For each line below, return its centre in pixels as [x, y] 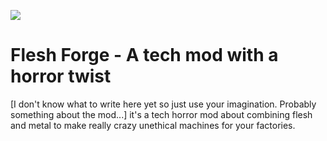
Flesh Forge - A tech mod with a [144, 55]
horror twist [61, 76]
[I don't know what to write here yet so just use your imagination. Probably [163, 104]
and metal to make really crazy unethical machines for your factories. [153, 125]
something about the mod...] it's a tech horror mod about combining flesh [161, 114]
